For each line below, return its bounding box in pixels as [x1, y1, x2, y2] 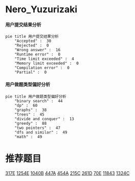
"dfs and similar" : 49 [14, 129, 67, 135]
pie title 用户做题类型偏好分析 [5, 94, 66, 99]
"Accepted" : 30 [14, 38, 52, 44]
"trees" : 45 [14, 111, 44, 117]
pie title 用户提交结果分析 [5, 34, 59, 39]
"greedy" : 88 [14, 121, 47, 126]
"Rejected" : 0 [14, 43, 50, 48]
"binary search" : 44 [14, 98, 63, 103]
